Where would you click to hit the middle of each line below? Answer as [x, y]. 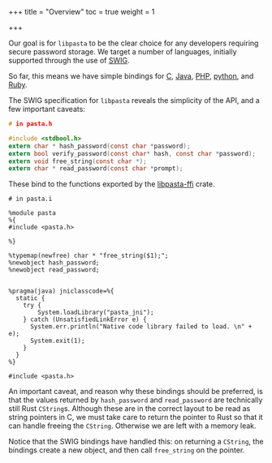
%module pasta [32, 213]
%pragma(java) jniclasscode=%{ [61, 291]
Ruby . [18, 85]
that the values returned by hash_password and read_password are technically [136, 400]
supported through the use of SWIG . [69, 60]
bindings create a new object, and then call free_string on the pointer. [127, 450]
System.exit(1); [57, 341]
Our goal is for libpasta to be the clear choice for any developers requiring [134, 43]
